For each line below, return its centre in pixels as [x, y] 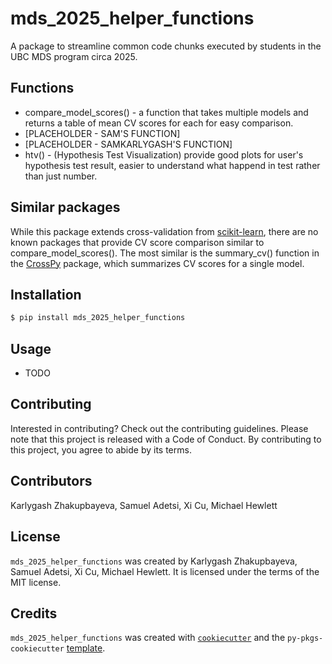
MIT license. [36, 582]
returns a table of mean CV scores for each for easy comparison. [159, 123]
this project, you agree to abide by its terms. [101, 449]
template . [86, 648]
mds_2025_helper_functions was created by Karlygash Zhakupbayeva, [154, 561]
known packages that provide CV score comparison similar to [137, 242]
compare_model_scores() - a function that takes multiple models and [166, 112]
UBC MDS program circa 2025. [74, 56]
